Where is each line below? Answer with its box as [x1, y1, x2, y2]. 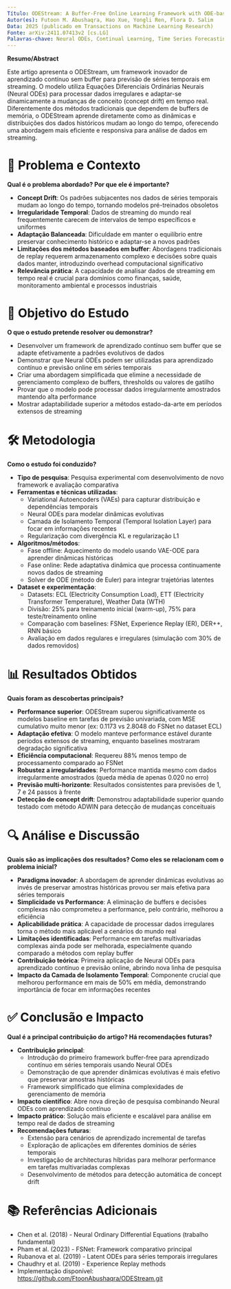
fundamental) [16, 1237, 56, 1246]
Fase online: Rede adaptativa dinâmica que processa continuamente [27, 561, 221, 569]
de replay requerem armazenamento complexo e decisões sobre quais [16, 252, 218, 261]
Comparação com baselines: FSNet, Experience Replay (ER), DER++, [27, 619, 223, 628]
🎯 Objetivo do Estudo [7, 305, 129, 321]
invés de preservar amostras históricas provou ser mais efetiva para [16, 883, 210, 891]
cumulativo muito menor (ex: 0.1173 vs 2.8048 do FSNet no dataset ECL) [16, 722, 222, 730]
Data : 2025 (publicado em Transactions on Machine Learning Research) [7, 23, 214, 30]
